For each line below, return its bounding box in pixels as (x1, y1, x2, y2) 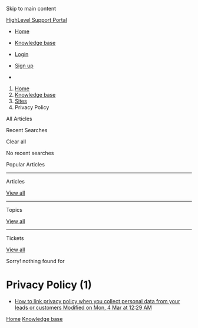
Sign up (14, 62, 34, 69)
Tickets (6, 235, 24, 241)
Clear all (6, 138, 27, 145)
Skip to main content (6, 5, 57, 12)
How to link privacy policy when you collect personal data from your (14, 297, 180, 304)
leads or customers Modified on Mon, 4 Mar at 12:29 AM (14, 304, 152, 311)
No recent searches (6, 150, 54, 156)
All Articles (6, 115, 32, 122)
